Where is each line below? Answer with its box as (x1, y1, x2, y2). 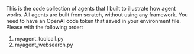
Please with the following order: (6, 23, 83, 31)
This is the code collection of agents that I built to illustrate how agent (6, 5, 176, 12)
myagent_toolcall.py (14, 35, 64, 42)
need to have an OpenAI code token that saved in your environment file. (6, 18, 182, 24)
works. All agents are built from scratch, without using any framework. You (6, 11, 188, 18)
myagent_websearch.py (14, 41, 73, 48)
